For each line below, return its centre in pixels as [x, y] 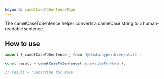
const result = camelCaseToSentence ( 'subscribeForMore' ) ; [65, 63]
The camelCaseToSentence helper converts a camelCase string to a [74, 23]
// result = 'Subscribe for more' [40, 72]
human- [151, 23]
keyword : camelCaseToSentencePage [40, 9]
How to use [23, 44]
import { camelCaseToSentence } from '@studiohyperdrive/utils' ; [73, 55]
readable [14, 28]
